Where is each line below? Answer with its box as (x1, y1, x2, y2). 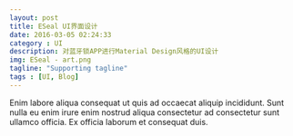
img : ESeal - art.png (9, 55, 92, 64)
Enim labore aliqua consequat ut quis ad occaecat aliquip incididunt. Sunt (9, 97, 285, 108)
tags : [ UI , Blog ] (9, 73, 79, 82)
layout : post (9, 13, 59, 23)
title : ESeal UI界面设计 (9, 22, 98, 31)
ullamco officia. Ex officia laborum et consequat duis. (9, 116, 208, 127)
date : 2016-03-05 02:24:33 (9, 30, 112, 39)
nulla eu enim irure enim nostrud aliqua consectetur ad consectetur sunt (9, 106, 280, 118)
